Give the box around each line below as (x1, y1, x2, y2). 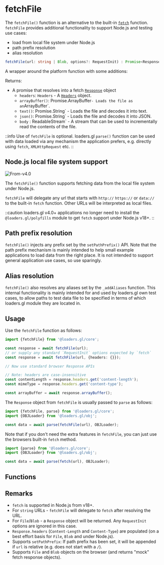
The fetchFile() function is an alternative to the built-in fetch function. (5, 20, 148, 25)
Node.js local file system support (5, 158, 108, 166)
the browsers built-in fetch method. (5, 436, 77, 442)
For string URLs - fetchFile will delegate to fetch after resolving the (12, 508, 151, 514)
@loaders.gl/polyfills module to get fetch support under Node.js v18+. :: (5, 214, 155, 221)
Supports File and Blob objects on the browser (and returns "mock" (12, 549, 149, 555)
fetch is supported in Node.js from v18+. (12, 502, 94, 508)
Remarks (5, 489, 33, 497)
